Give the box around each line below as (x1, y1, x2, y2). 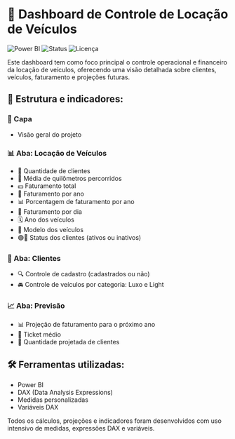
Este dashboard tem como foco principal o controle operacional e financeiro (7, 58, 228, 66)
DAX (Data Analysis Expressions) (17, 389, 114, 397)
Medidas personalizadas (17, 396, 89, 404)
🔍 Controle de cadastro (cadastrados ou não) (17, 270, 150, 278)
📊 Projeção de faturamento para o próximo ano (17, 320, 156, 328)
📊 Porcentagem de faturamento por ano (17, 197, 135, 205)
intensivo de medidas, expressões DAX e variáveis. (7, 424, 155, 433)
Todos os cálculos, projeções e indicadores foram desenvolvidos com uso (7, 417, 222, 425)
